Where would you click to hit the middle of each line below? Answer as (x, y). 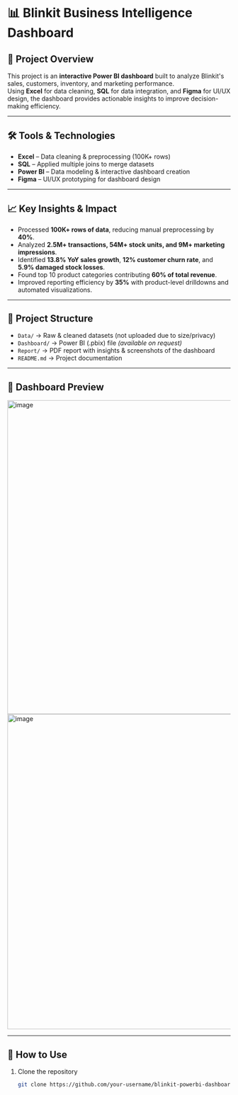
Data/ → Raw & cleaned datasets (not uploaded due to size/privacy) (117, 336)
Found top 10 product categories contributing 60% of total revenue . (117, 274)
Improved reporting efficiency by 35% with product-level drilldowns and (123, 282)
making (18, 106)
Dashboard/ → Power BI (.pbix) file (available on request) (100, 343)
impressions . (37, 252)
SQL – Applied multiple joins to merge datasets (86, 164)
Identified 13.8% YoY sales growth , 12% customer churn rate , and (115, 259)
